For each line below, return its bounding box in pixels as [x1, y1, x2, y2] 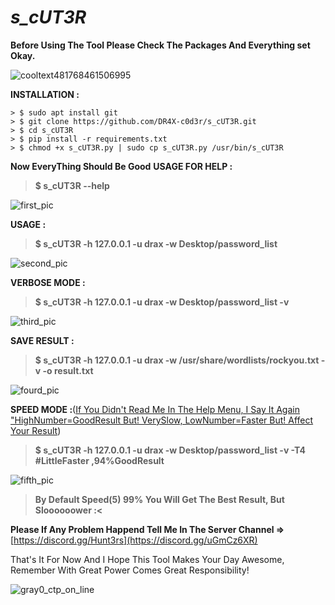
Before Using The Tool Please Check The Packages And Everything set [10, 39, 311, 51]
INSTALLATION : [10, 88, 80, 100]
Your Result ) [10, 424, 62, 436]
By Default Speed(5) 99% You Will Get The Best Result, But [34, 493, 285, 505]
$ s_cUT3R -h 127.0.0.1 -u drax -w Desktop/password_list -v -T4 [34, 444, 306, 456]
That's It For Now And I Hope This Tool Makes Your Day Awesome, [10, 553, 285, 565]
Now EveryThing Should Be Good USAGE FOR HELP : [10, 160, 233, 172]
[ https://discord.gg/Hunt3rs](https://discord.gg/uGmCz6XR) [10, 534, 258, 546]
